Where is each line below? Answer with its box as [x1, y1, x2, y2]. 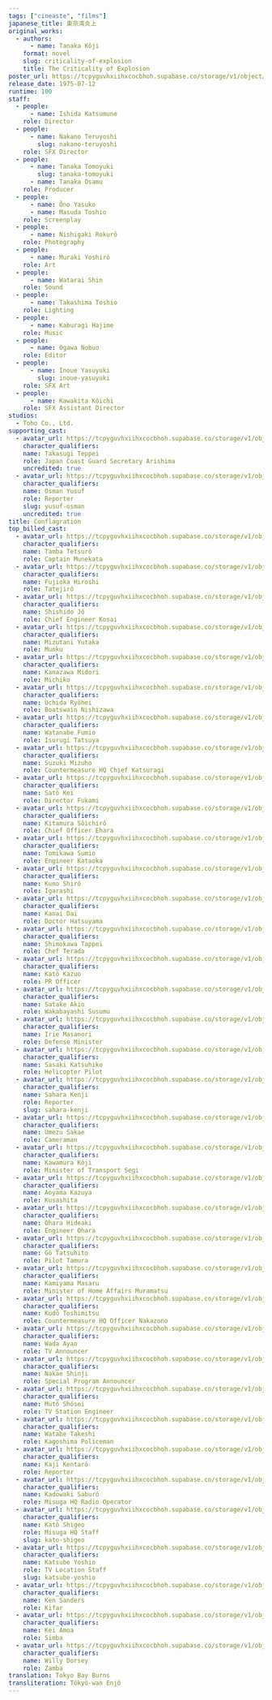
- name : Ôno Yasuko [29, 200, 96, 209]
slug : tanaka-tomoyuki [37, 170, 114, 179]
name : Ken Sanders [23, 1596, 85, 1604]
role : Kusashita [23, 1196, 79, 1205]
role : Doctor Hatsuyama [23, 917, 104, 925]
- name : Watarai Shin [29, 276, 104, 284]
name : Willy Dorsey [23, 1656, 89, 1664]
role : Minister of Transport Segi [23, 1166, 139, 1174]
